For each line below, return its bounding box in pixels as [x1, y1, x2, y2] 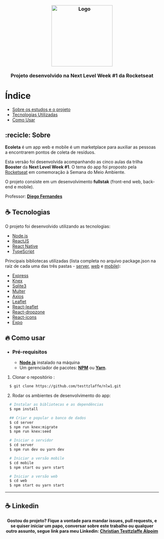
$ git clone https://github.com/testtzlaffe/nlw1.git [9, 384, 121, 389]
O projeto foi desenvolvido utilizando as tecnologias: [5, 223, 111, 230]
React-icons [12, 314, 37, 320]
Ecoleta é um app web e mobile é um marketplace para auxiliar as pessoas [5, 144, 156, 150]
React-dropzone [12, 309, 45, 315]
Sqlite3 [12, 283, 27, 289]
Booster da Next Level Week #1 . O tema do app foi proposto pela [5, 164, 137, 170]
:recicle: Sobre [5, 131, 51, 140]
